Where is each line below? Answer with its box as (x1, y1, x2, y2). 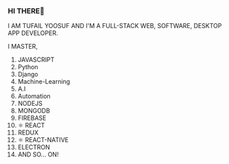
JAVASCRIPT (17, 56, 55, 64)
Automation (17, 92, 51, 100)
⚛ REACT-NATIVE (17, 136, 69, 144)
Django (17, 70, 38, 78)
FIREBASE (17, 114, 47, 122)
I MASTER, (8, 43, 38, 51)
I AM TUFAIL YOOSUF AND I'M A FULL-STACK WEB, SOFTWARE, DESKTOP (8, 22, 222, 30)
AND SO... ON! (17, 150, 59, 159)
